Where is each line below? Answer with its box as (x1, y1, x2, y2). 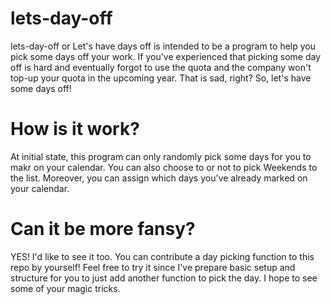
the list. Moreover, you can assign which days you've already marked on (10, 172, 308, 184)
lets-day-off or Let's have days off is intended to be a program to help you (10, 40, 316, 52)
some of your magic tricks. (10, 282, 121, 294)
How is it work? (10, 118, 140, 141)
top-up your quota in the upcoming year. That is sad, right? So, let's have (10, 72, 312, 84)
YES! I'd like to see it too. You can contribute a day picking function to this (10, 250, 315, 262)
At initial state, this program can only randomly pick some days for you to (10, 150, 312, 162)
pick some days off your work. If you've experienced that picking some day (10, 50, 321, 62)
